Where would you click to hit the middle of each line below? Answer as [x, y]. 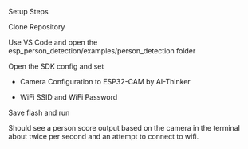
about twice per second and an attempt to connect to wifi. [104, 136]
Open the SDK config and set [56, 66]
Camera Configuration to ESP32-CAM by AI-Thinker [105, 82]
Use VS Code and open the [53, 42]
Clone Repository [37, 27]
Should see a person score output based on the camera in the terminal [124, 128]
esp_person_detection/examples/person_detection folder [102, 51]
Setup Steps [29, 12]
